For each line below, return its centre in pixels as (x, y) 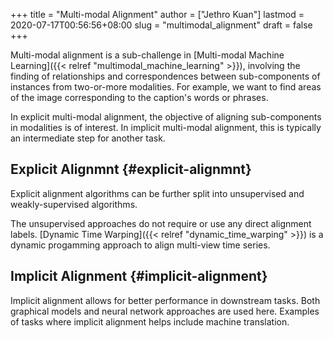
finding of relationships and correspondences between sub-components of (165, 76)
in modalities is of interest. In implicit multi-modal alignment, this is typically (166, 127)
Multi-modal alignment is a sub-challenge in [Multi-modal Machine (147, 55)
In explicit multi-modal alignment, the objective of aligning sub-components (166, 117)
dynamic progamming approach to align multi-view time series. (140, 245)
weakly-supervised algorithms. (74, 204)
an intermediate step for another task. (88, 138)
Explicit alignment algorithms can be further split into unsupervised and (157, 193)
